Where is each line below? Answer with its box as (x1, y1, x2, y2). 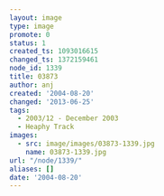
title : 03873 (9, 72, 59, 81)
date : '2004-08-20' (9, 173, 83, 182)
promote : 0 (9, 30, 50, 39)
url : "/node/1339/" (9, 155, 83, 165)
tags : (9, 106, 30, 115)
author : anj (9, 80, 54, 89)
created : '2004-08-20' (9, 89, 95, 98)
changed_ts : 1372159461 (9, 55, 99, 64)
